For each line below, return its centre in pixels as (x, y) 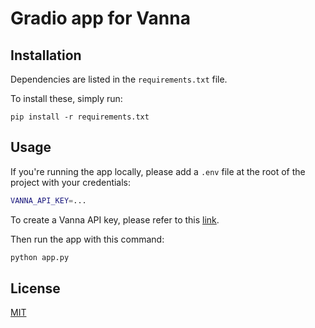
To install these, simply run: (66, 98)
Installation (46, 55)
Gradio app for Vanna (100, 18)
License (35, 288)
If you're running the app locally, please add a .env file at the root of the (158, 171)
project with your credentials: (71, 182)
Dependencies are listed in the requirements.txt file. (119, 79)
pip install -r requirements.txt (80, 117)
